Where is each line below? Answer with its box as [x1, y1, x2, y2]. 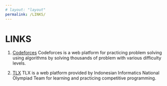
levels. [12, 60, 26, 66]
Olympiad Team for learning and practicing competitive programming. [12, 75, 156, 81]
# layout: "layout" [5, 7, 46, 12]
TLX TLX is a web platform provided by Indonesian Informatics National [12, 70, 160, 76]
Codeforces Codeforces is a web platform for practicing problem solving [12, 50, 162, 56]
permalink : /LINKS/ [5, 12, 46, 17]
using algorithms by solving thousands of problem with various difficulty [12, 55, 161, 61]
